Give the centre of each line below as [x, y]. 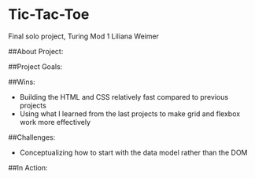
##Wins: [22, 82]
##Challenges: [32, 137]
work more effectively [55, 122]
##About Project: [36, 51]
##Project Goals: [35, 66]
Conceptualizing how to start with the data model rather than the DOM [133, 152]
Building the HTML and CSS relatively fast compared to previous [124, 97]
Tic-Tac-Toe [49, 15]
